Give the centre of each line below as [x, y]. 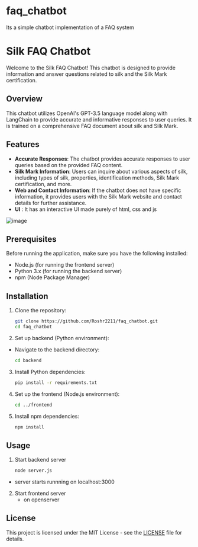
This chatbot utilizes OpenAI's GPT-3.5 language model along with [87, 113]
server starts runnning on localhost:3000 [65, 482]
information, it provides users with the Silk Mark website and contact [98, 196]
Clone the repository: [40, 311]
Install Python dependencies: [50, 372]
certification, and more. [43, 184]
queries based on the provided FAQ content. [69, 165]
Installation [27, 296]
